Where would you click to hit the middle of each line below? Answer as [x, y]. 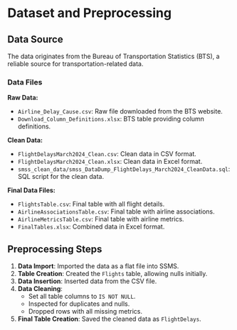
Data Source [35, 39]
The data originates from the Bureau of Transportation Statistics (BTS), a [114, 56]
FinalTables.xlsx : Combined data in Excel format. [91, 227]
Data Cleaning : [40, 289]
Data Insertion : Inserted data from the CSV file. [87, 281]
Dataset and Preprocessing [90, 13]
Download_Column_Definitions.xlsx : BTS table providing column [111, 119]
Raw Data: [23, 98]
